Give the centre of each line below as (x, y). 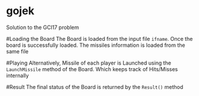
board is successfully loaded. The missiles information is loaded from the (96, 45)
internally (18, 75)
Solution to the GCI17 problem (42, 27)
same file (17, 51)
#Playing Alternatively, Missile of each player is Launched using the (89, 63)
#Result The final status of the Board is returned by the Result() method (95, 87)
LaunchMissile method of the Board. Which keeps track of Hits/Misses (92, 69)
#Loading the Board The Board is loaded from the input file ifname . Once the (99, 39)
